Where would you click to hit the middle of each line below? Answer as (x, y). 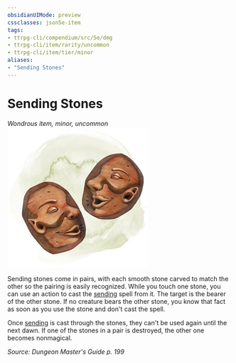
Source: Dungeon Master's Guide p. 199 (66, 352)
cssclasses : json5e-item (44, 22)
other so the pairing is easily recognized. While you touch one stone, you (114, 286)
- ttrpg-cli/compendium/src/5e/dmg (60, 38)
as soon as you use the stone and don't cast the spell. (86, 309)
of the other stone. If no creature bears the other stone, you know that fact (117, 301)
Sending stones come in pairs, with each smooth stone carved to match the (118, 278)
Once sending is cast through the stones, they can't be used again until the (117, 322)
